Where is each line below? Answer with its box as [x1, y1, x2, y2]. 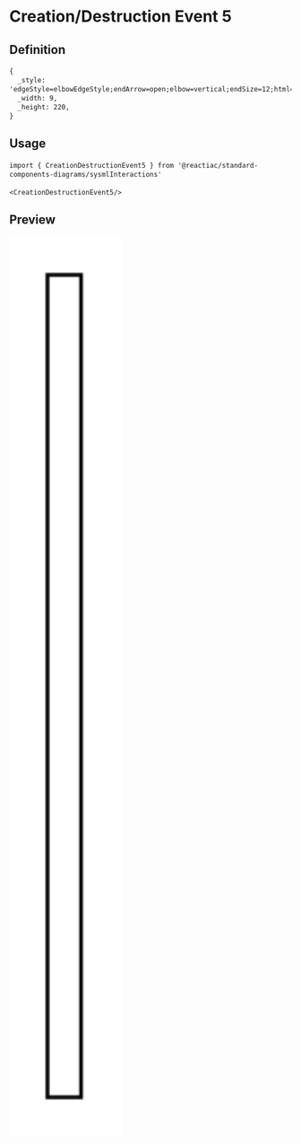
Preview [9, 213, 56, 228]
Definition [9, 42, 65, 57]
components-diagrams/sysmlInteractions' [9, 170, 163, 179]
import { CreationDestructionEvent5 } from [9, 161, 175, 170]
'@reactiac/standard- [177, 161, 258, 170]
